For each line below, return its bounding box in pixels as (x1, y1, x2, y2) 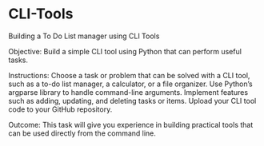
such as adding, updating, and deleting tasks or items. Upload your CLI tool (8, 96, 257, 105)
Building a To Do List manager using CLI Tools (8, 31, 160, 41)
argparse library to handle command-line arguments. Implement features (8, 87, 249, 97)
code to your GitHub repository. (8, 105, 113, 114)
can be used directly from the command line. (8, 128, 156, 138)
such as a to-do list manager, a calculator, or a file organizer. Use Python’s (8, 79, 254, 89)
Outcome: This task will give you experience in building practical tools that (8, 120, 254, 129)
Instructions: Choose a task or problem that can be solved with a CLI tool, (8, 70, 250, 80)
